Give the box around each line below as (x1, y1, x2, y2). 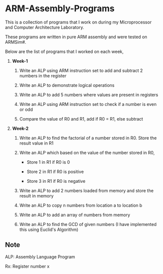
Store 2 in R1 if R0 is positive (26, 169, 84, 174)
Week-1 (12, 58, 28, 64)
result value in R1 (19, 140, 54, 146)
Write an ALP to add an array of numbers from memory (19, 212, 130, 218)
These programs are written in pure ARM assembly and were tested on (5, 34, 147, 40)
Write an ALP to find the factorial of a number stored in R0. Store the (19, 135, 157, 141)
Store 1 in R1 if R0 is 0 (26, 159, 70, 165)
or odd (19, 106, 33, 112)
